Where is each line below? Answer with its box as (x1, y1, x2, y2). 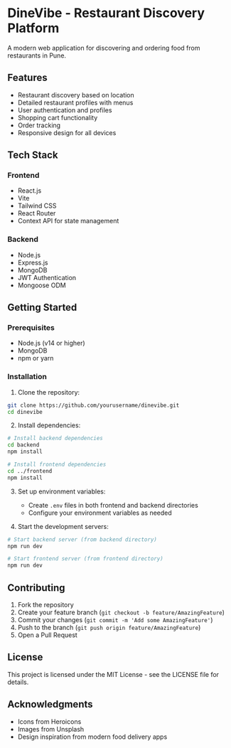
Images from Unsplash (17, 725, 85, 733)
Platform (7, 20, 60, 36)
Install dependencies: (17, 421, 81, 429)
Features (7, 72, 48, 84)
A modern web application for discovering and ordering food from (7, 43, 200, 52)
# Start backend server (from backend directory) (7, 535, 158, 543)
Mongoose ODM (17, 281, 66, 289)
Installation (7, 372, 48, 382)
